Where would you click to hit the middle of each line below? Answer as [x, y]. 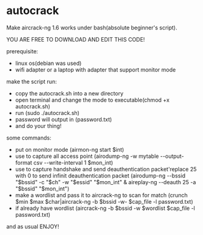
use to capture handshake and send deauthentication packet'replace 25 [106, 169]
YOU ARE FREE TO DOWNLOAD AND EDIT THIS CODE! [76, 39]
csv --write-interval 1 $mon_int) [73, 162]
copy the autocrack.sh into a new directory [69, 93]
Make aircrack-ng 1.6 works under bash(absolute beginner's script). [92, 28]
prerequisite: [22, 51]
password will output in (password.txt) [63, 119]
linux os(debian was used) [48, 63]
